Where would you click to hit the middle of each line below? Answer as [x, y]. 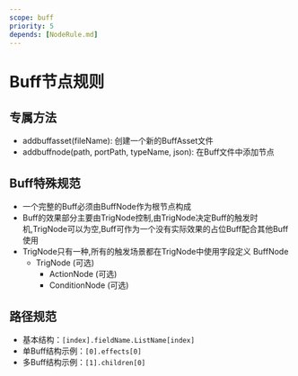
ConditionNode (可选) [89, 285]
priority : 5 [31, 26]
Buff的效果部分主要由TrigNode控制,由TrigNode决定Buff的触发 [136, 218]
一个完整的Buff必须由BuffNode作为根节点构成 [106, 207]
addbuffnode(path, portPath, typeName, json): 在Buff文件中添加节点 [149, 152]
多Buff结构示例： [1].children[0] [84, 362]
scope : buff [31, 18]
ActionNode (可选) [83, 274]
